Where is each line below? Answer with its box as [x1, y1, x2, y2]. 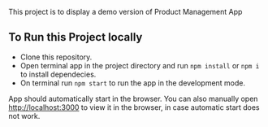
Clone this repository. [19, 52, 93, 62]
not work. [8, 111, 41, 120]
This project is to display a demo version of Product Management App [8, 7, 243, 16]
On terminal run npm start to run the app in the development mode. [19, 77, 246, 88]
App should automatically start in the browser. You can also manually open [8, 94, 258, 103]
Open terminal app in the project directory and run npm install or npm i [19, 60, 260, 70]
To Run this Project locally [8, 30, 143, 44]
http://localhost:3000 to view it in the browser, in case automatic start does [8, 102, 260, 112]
